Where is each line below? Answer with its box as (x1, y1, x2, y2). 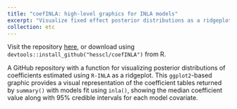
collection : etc (7, 23, 55, 30)
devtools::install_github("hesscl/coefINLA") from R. (7, 50, 166, 58)
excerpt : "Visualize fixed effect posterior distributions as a (7, 17, 200, 24)
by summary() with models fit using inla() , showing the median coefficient (7, 86, 223, 95)
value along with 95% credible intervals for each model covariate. (7, 94, 199, 102)
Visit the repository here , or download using (7, 43, 135, 51)
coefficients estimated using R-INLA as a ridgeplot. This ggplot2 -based (7, 71, 213, 79)
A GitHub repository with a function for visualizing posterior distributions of (7, 64, 226, 72)
